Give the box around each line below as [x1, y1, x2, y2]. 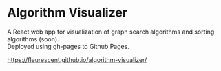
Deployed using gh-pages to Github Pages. [7, 42, 129, 50]
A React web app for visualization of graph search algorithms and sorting [7, 28, 215, 36]
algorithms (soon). [7, 34, 60, 43]
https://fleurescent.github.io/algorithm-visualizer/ [7, 55, 147, 63]
